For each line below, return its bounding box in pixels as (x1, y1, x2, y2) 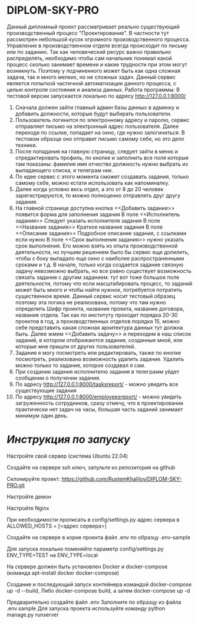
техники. (15, 141, 37, 149)
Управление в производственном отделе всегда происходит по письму (6, 42, 188, 49)
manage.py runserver (6, 611, 60, 618)
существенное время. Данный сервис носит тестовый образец (15, 292, 176, 300)
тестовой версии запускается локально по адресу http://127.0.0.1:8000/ (6, 92, 186, 99)
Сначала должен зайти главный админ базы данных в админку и (15, 104, 179, 111)
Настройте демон (6, 493, 52, 500)
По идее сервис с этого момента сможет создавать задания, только (15, 173, 189, 180)
